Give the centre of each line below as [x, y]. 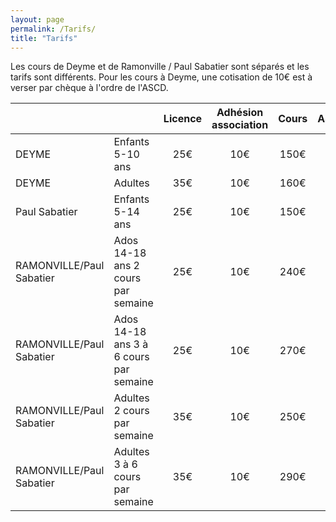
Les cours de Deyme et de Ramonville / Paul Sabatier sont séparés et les [160, 67]
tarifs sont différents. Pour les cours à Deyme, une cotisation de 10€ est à [161, 77]
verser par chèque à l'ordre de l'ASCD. [89, 88]
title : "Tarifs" [44, 38]
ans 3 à [131, 344]
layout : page [37, 19]
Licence [183, 119]
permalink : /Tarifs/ [53, 29]
